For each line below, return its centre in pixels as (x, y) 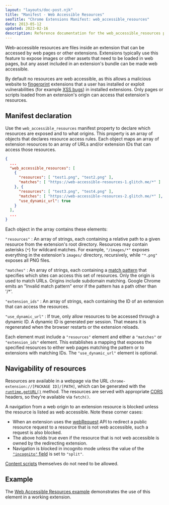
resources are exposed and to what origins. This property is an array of (79, 133)
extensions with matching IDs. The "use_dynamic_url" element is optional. (81, 353)
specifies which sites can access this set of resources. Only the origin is (80, 275)
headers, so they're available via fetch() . (48, 397)
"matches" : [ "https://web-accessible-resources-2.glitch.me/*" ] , (91, 196)
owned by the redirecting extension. (50, 443)
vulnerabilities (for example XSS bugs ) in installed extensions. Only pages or (84, 89)
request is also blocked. (37, 432)
